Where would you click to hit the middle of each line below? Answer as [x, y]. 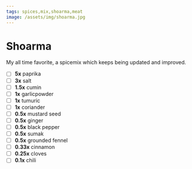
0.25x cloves [31, 154]
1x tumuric [27, 100]
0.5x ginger [29, 120]
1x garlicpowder [34, 94]
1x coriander [30, 107]
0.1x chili [25, 160]
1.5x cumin [28, 87]
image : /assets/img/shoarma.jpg [46, 17]
